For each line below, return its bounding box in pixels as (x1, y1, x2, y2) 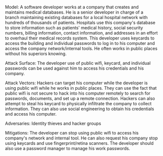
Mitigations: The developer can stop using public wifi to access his (5, 130, 139, 136)
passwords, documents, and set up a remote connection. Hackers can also (5, 96, 155, 101)
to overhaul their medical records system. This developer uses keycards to (5, 35, 155, 41)
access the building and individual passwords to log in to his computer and (5, 40, 155, 46)
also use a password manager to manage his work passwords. (5, 146, 130, 151)
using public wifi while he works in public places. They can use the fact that (5, 85, 157, 91)
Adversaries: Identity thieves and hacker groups (5, 120, 101, 126)
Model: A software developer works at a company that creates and (5, 4, 139, 10)
